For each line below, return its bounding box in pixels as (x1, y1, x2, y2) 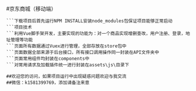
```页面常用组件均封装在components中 (6, 56, 90, 61)
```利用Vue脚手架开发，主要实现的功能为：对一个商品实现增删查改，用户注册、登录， (6, 31, 186, 37)
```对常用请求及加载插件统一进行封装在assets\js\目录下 (6, 62, 129, 68)
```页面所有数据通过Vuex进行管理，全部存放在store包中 (6, 43, 127, 49)
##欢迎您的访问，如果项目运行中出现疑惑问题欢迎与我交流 (6, 73, 127, 79)
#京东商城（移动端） (6, 5, 56, 12)
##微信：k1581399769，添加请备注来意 (6, 80, 90, 86)
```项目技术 (6, 24, 33, 30)
